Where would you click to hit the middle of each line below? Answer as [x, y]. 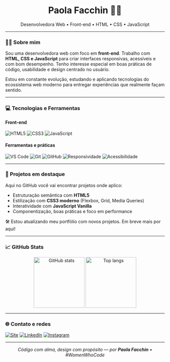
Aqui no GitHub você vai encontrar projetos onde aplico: [64, 185]
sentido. [14, 90]
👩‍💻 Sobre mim [23, 42]
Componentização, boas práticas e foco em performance [72, 211]
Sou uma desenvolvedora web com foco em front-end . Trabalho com [78, 53]
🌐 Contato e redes [28, 324]
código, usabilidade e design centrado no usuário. [57, 69]
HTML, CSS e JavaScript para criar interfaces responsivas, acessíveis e [80, 59]
